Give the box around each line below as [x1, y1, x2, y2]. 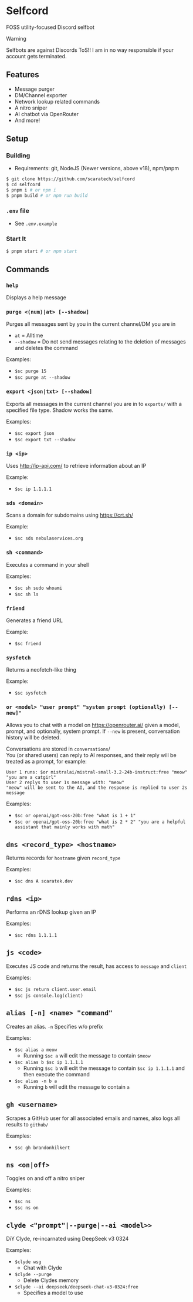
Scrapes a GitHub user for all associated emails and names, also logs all [6, 1115, 180, 1122]
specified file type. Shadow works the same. [6, 407, 114, 414]
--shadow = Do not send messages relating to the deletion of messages [14, 338, 186, 345]
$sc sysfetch [14, 690, 47, 696]
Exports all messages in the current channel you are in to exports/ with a [6, 400, 182, 407]
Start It [6, 234, 26, 243]
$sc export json [14, 430, 55, 437]
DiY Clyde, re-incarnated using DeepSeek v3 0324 [6, 1235, 129, 1242]
